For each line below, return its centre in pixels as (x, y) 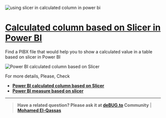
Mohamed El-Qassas (39, 110)
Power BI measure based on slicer (48, 91)
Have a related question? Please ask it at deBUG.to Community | (84, 105)
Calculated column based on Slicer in (83, 28)
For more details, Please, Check (38, 76)
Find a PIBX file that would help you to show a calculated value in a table (79, 51)
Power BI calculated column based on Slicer (58, 85)
